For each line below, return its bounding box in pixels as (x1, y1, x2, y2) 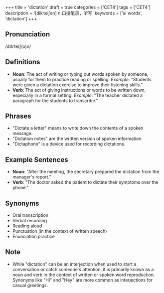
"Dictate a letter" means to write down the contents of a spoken (12, 125, 144, 131)
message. (12, 131, 33, 137)
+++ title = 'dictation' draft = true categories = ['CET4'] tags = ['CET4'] (5, 4, 151, 10)
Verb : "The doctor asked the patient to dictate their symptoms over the (12, 179, 159, 185)
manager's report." (12, 174, 51, 180)
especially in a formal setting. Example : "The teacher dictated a (12, 92, 143, 98)
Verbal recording (12, 218, 47, 224)
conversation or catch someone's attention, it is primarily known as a (12, 266, 154, 272)
